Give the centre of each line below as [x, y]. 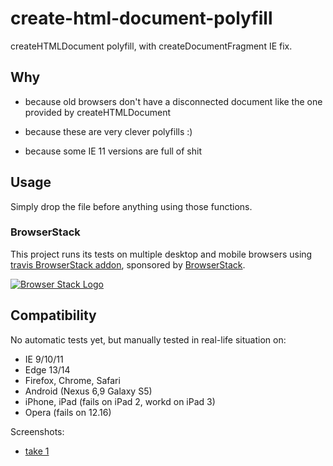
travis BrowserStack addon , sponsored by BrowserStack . [128, 264]
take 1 [37, 451]
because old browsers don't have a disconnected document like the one [173, 101]
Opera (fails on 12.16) [68, 412]
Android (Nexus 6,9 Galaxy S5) [88, 391]
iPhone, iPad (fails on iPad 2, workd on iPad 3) [120, 401]
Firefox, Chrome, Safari [72, 380]
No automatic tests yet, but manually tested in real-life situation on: [148, 339]
